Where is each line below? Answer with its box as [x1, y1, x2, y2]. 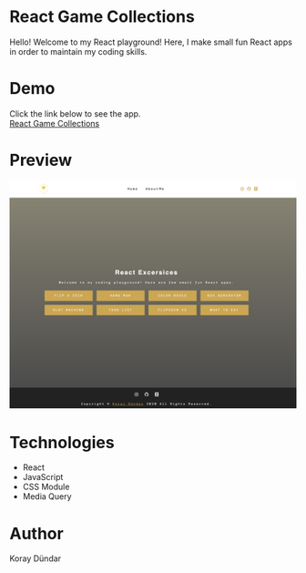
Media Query [22, 491, 72, 502]
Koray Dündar [9, 553, 62, 564]
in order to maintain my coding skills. [9, 46, 148, 56]
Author [9, 523, 64, 544]
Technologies [9, 432, 116, 453]
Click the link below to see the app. [9, 107, 141, 119]
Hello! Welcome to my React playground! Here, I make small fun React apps [9, 36, 293, 47]
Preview [9, 150, 73, 170]
